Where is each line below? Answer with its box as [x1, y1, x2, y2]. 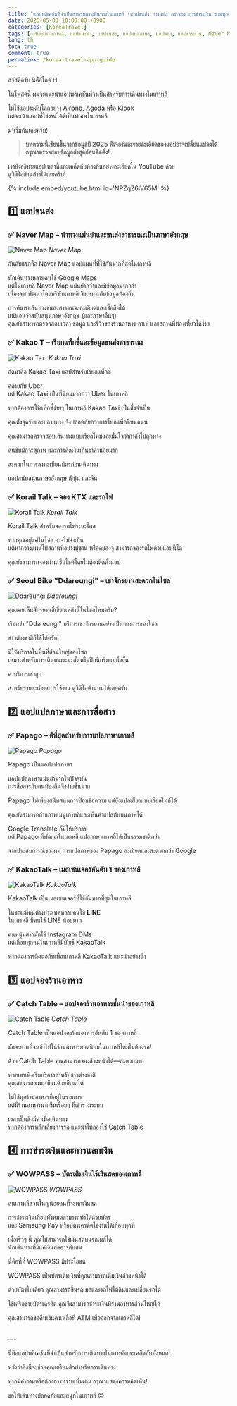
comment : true [8, 50, 50, 57]
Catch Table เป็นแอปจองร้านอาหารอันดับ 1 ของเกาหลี [8, 1029, 138, 1037]
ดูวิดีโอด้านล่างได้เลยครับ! [8, 170, 66, 178]
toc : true [8, 43, 37, 50]
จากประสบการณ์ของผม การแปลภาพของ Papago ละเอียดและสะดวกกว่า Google [8, 847, 196, 855]
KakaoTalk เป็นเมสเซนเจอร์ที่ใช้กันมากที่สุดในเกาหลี [8, 894, 132, 903]
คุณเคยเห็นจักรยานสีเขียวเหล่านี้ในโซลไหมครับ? [8, 606, 117, 614]
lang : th [8, 37, 34, 44]
